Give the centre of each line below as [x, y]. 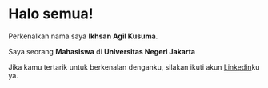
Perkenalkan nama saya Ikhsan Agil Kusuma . [83, 36]
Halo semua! [51, 14]
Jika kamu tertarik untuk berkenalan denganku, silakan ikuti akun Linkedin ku [134, 67]
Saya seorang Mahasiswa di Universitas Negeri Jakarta [102, 51]
